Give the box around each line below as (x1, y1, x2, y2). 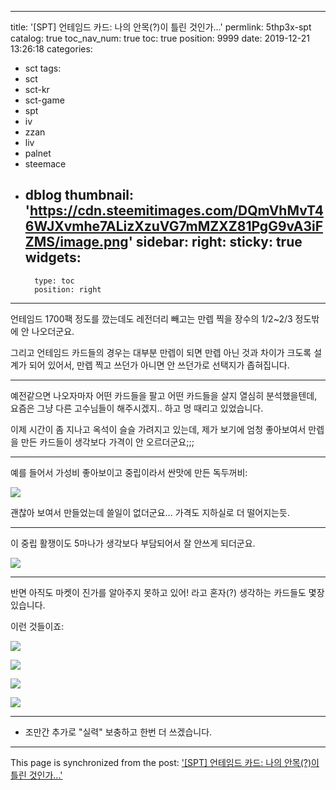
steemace (24, 158, 67, 170)
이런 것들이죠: (10, 620, 65, 632)
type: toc (34, 276, 75, 286)
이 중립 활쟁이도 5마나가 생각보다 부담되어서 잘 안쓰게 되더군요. (10, 537, 256, 549)
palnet (24, 147, 52, 159)
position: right (34, 284, 102, 295)
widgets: (24, 249, 82, 266)
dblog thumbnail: (24, 187, 135, 204)
